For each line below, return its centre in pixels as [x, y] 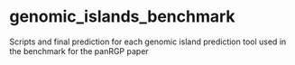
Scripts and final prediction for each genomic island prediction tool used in [148, 42]
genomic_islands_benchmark [123, 17]
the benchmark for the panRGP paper [79, 51]
